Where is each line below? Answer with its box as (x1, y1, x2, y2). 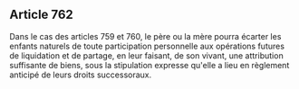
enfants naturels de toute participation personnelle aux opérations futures (9, 40, 285, 51)
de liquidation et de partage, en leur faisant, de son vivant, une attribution (9, 49, 284, 61)
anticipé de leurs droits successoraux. (9, 69, 152, 80)
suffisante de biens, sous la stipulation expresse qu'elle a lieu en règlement (9, 59, 290, 70)
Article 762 (9, 7, 74, 22)
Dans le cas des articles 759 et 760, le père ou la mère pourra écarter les (9, 31, 282, 41)
